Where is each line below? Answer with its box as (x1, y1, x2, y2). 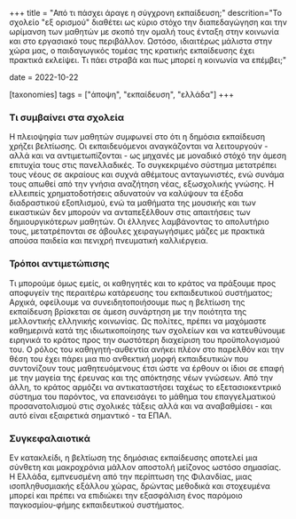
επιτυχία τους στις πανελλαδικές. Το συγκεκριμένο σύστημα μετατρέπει (9, 160, 277, 171)
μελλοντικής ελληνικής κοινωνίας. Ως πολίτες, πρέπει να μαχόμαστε (9, 315, 267, 326)
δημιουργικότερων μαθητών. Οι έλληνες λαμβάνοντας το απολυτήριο (9, 217, 269, 228)
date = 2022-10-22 (9, 72, 79, 83)
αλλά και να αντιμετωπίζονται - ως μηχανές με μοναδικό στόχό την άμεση (9, 150, 287, 161)
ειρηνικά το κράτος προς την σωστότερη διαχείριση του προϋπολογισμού (9, 334, 281, 345)
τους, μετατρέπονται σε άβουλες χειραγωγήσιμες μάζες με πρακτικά (9, 226, 266, 236)
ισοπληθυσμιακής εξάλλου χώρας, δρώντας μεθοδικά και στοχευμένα (9, 480, 270, 491)
